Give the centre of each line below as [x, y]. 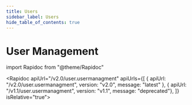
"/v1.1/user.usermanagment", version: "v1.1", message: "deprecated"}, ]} [93, 91]
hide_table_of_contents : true [43, 22]
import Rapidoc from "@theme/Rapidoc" [55, 67]
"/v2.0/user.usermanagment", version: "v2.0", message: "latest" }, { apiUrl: [96, 85]
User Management [52, 51]
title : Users [22, 11]
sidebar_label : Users [33, 17]
